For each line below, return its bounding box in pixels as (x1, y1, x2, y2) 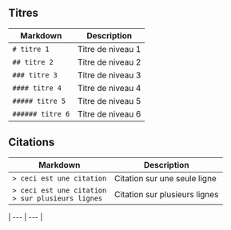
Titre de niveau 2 (77, 56, 141, 67)
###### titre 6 (12, 109, 70, 118)
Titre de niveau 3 (77, 69, 141, 81)
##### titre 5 (12, 96, 66, 105)
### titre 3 (12, 70, 58, 79)
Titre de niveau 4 (77, 82, 141, 93)
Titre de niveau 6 (77, 108, 141, 119)
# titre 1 (12, 44, 50, 54)
